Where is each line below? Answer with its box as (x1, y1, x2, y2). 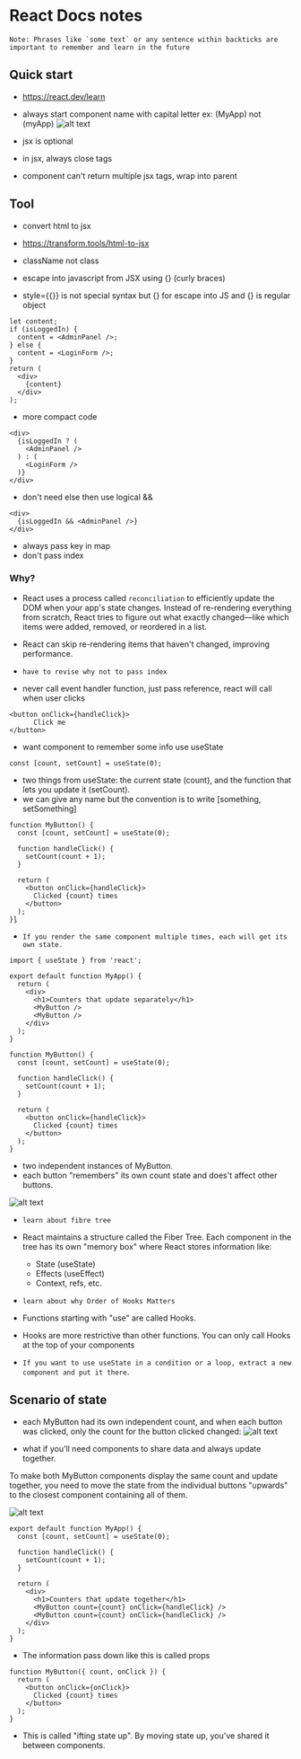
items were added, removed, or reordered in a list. (21, 621, 208, 632)
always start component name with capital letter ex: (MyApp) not (21, 109, 262, 119)
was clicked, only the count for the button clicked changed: (21, 1426, 242, 1436)
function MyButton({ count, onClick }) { (9, 1667, 167, 1676)
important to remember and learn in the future (9, 42, 191, 52)
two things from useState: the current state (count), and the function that (21, 774, 292, 785)
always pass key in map (21, 540, 111, 551)
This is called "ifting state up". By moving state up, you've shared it (21, 1730, 270, 1741)
